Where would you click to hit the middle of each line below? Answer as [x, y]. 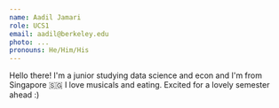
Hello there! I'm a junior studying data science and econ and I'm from [136, 75]
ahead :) [24, 95]
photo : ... [29, 42]
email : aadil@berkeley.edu [59, 34]
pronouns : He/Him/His [49, 50]
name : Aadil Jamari [45, 17]
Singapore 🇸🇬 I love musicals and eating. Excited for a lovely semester [139, 85]
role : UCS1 [29, 26]
